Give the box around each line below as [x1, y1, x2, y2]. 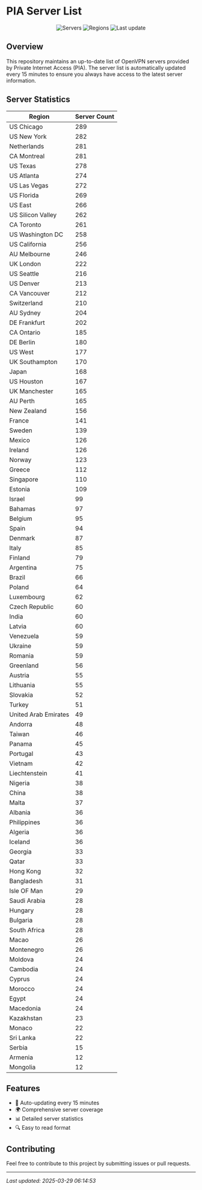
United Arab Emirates [9, 710, 70, 719]
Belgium [9, 514, 32, 523]
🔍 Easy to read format [14, 1124, 71, 1132]
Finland [9, 553, 30, 562]
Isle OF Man [9, 886, 43, 895]
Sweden [9, 426, 32, 435]
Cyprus [9, 975, 30, 983]
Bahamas [9, 505, 36, 513]
